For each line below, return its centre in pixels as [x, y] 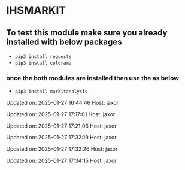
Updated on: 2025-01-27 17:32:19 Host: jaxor [61, 138]
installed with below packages [64, 42]
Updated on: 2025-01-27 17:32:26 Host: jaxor [62, 149]
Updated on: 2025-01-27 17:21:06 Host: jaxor [61, 126]
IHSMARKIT [36, 10]
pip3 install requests [43, 57]
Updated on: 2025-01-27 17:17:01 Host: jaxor [61, 114]
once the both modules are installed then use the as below [93, 78]
